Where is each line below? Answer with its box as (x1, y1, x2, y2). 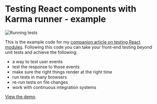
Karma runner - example (5, 14, 106, 25)
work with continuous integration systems (12, 84, 97, 90)
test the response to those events (12, 64, 79, 70)
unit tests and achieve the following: (5, 49, 78, 55)
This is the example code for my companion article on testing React (5, 39, 140, 45)
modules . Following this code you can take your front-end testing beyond (5, 44, 153, 50)
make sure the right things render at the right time (12, 69, 113, 74)
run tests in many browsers (12, 74, 67, 80)
